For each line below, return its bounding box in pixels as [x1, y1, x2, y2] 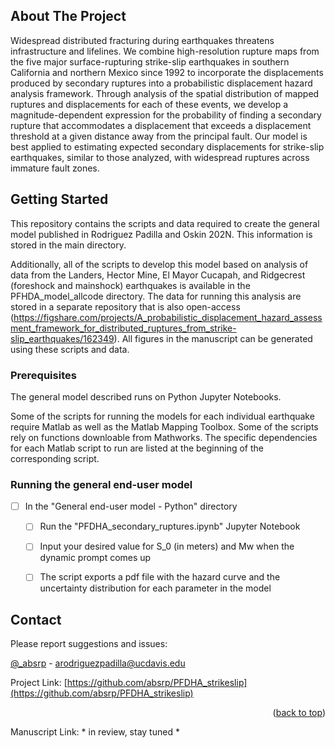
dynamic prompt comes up [39, 552, 152, 564]
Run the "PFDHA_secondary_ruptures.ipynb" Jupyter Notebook [39, 520, 301, 533]
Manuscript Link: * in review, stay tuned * [10, 726, 180, 738]
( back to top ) [272, 707, 326, 719]
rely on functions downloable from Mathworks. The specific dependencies [10, 431, 318, 443]
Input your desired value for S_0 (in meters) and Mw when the [39, 540, 295, 553]
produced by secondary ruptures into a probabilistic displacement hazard [10, 77, 313, 89]
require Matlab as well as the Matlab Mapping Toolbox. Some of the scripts [10, 420, 319, 433]
